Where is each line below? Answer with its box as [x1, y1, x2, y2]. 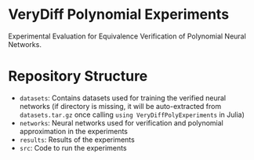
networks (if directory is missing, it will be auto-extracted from [19, 101, 222, 111]
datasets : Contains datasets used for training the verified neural [19, 93, 226, 103]
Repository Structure [8, 67, 148, 85]
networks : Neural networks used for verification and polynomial [19, 118, 223, 127]
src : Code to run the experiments [19, 143, 127, 152]
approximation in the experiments [19, 126, 128, 136]
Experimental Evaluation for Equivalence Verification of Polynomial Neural [8, 31, 247, 41]
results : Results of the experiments [19, 135, 135, 144]
